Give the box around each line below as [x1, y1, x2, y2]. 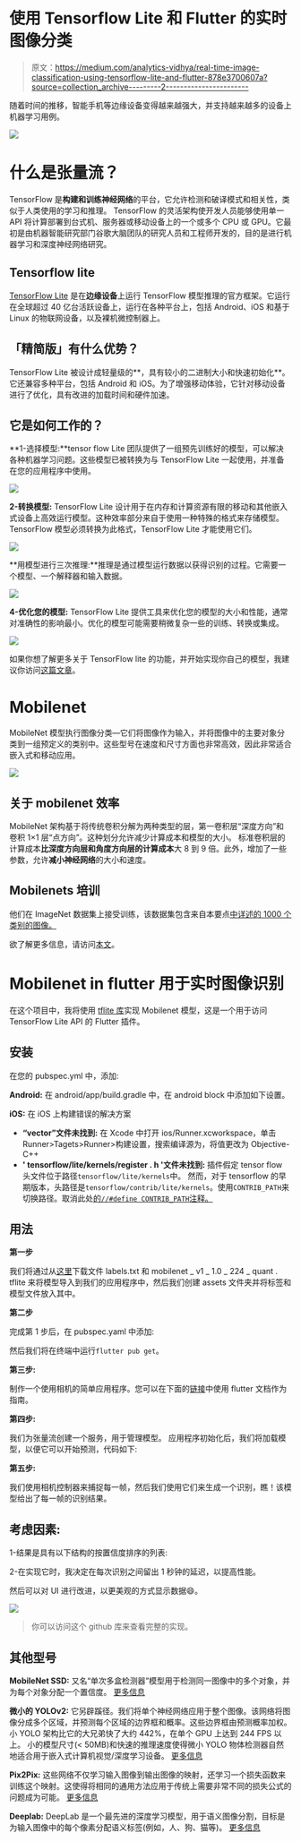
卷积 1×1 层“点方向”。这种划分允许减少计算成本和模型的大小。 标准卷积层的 [9, 832, 286, 843]
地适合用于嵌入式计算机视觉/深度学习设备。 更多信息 [9, 1751, 203, 1761]
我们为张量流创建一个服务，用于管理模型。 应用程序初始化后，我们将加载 [9, 1433, 279, 1443]
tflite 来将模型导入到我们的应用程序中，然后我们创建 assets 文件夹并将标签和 [9, 1277, 292, 1288]
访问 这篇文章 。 [24, 664, 81, 676]
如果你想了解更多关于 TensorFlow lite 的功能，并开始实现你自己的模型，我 [9, 654, 282, 664]
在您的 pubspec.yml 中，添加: [9, 1070, 119, 1081]
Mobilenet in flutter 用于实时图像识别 [9, 973, 285, 994]
